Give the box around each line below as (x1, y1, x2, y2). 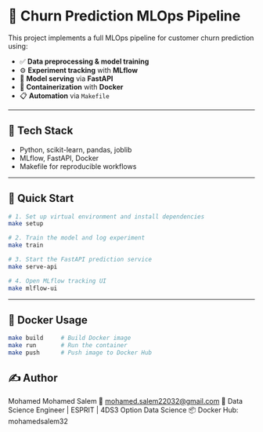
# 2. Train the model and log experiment (8, 234, 146, 242)
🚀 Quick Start (8, 192, 74, 205)
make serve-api (8, 262, 58, 270)
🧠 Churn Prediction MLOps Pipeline (8, 7, 241, 25)
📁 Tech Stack (8, 124, 74, 137)
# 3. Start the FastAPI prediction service (8, 255, 153, 264)
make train (8, 241, 44, 250)
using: (8, 41, 28, 50)
